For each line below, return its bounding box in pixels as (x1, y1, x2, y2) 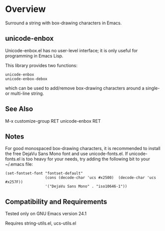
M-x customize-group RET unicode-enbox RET (5, 118, 101, 124)
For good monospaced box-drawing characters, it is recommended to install (5, 146, 161, 152)
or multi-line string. (5, 90, 44, 96)
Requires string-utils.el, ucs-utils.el (5, 220, 77, 227)
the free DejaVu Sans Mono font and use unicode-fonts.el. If (5, 151, 128, 157)
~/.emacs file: (5, 161, 33, 167)
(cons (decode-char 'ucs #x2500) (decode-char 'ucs (45, 175, 156, 180)
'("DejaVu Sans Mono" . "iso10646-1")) (45, 184, 127, 189)
